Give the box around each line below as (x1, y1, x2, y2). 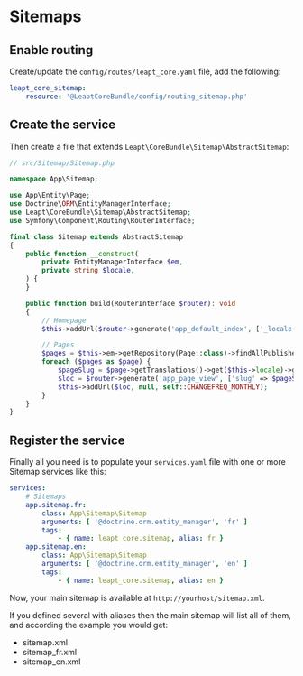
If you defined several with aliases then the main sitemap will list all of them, (9, 609, 291, 620)
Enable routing (9, 42, 94, 58)
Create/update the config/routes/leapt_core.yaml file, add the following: (9, 66, 281, 77)
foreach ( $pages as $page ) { (41, 357, 151, 366)
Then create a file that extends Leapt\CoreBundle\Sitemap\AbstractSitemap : (9, 141, 289, 152)
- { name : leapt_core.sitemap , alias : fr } (57, 534, 224, 543)
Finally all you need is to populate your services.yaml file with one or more (9, 457, 286, 468)
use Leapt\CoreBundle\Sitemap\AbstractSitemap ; (9, 208, 192, 218)
